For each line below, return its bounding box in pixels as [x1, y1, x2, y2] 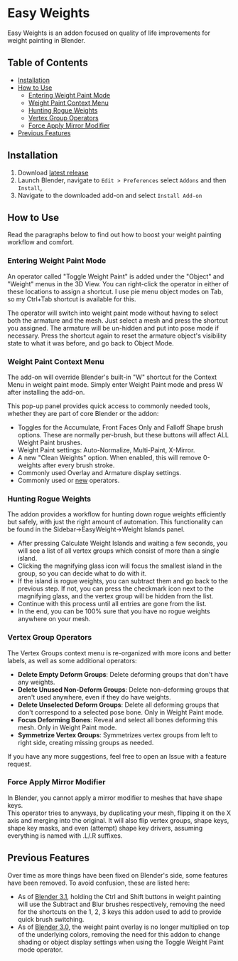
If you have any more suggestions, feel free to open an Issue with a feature [7, 752, 227, 760]
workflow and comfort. [7, 238, 75, 246]
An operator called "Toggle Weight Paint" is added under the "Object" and [7, 272, 225, 281]
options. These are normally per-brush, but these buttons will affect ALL [17, 430, 229, 439]
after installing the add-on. [7, 388, 85, 396]
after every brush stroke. [42, 461, 115, 469]
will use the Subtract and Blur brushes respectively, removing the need [17, 900, 225, 908]
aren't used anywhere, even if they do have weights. [17, 692, 171, 701]
